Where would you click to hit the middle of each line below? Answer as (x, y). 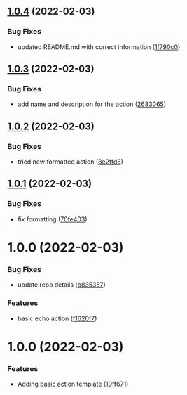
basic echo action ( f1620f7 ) (57, 318)
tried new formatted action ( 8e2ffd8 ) (70, 162)
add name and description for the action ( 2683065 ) (92, 104)
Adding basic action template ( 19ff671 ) (73, 384)
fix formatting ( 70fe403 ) (52, 219)
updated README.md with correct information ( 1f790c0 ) (99, 47)
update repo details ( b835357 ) (62, 285)
